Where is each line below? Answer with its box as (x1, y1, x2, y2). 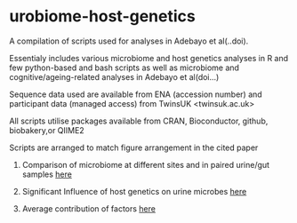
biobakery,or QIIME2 (9, 124, 84, 135)
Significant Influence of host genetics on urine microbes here (21, 186, 247, 196)
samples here (21, 169, 73, 179)
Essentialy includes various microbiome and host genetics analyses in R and (9, 52, 289, 63)
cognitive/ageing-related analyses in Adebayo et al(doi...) (9, 71, 220, 82)
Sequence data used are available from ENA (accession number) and (9, 89, 262, 100)
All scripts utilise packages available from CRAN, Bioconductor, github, (9, 115, 269, 126)
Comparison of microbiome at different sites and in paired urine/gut (21, 159, 269, 170)
